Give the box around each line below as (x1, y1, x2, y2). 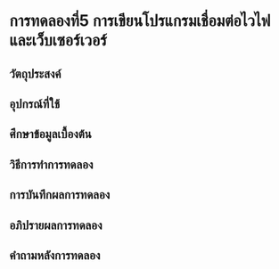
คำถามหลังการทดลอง (9, 248, 101, 263)
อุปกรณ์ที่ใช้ (9, 96, 61, 111)
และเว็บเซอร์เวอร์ (9, 30, 107, 51)
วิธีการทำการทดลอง (9, 157, 94, 172)
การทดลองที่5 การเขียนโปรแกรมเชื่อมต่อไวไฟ (9, 11, 271, 31)
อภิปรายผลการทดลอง (9, 217, 103, 232)
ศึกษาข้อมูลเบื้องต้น (9, 126, 92, 142)
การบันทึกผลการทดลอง (9, 187, 111, 202)
